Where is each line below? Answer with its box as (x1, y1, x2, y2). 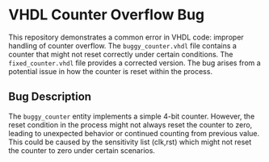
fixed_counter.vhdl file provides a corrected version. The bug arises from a (8, 58, 261, 68)
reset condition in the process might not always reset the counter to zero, (8, 119, 253, 130)
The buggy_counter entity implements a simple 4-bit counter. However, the (8, 111, 255, 121)
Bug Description (8, 90, 91, 104)
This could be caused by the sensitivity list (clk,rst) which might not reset (8, 137, 252, 147)
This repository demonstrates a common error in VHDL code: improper (8, 32, 244, 42)
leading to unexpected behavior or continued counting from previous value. (8, 128, 260, 138)
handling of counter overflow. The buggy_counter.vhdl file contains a (8, 40, 237, 50)
